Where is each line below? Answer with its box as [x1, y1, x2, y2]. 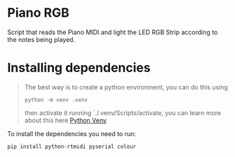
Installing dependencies [7, 60, 151, 76]
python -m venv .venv [24, 96, 88, 103]
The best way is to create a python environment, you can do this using [24, 82, 228, 91]
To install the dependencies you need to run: [7, 129, 137, 137]
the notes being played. [7, 35, 76, 43]
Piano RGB [7, 5, 70, 21]
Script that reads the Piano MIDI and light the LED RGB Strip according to [7, 28, 218, 36]
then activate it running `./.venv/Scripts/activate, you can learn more [24, 108, 222, 117]
